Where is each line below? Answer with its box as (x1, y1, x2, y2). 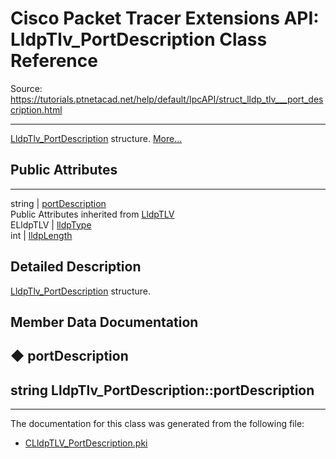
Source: (10, 82, 43, 94)
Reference (10, 50, 98, 72)
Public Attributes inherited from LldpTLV (10, 208, 175, 220)
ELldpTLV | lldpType (10, 218, 92, 231)
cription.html (10, 103, 63, 116)
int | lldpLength (10, 229, 73, 241)
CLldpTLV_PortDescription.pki (24, 437, 148, 449)
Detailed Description (10, 258, 142, 276)
